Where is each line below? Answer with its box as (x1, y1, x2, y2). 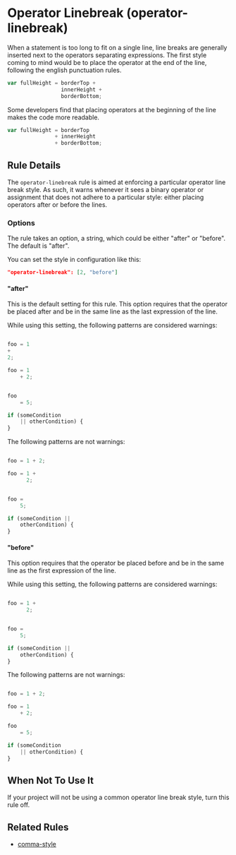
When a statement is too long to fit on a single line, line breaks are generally (7, 43, 228, 52)
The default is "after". (7, 241, 70, 250)
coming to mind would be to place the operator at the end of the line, (7, 58, 207, 66)
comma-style (17, 840, 56, 849)
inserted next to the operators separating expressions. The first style (7, 51, 207, 59)
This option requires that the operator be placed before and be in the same (7, 559, 224, 568)
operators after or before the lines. (7, 201, 108, 209)
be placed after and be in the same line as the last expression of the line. (7, 307, 218, 316)
